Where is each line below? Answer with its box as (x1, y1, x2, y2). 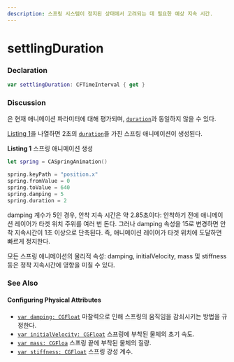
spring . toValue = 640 (7, 183, 71, 191)
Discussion (7, 97, 47, 107)
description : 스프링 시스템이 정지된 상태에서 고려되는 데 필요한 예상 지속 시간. (7, 10, 213, 18)
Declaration (7, 65, 47, 75)
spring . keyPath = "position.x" (7, 171, 98, 179)
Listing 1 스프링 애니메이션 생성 (7, 144, 94, 153)
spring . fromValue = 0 (7, 178, 71, 185)
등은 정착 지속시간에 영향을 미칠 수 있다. (7, 260, 115, 269)
